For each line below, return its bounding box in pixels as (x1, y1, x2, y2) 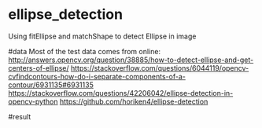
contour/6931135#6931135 (8, 80, 94, 90)
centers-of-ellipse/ (8, 63, 69, 72)
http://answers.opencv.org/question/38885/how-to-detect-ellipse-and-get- (8, 55, 254, 64)
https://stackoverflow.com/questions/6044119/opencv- (70, 63, 249, 72)
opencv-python (8, 97, 58, 106)
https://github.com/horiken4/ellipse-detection (59, 97, 208, 106)
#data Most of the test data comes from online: (8, 46, 161, 56)
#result (8, 112, 31, 121)
